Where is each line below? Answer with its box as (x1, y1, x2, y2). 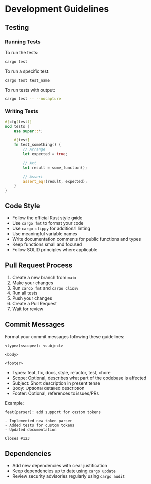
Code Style (5, 201, 40, 210)
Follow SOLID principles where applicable (12, 246, 98, 252)
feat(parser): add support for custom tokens (5, 409, 101, 415)
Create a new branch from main (12, 274, 76, 280)
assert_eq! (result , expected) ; (23, 179, 88, 184)
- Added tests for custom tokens (5, 423, 75, 428)
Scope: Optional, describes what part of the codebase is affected (12, 375, 147, 381)
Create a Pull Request (12, 300, 57, 306)
